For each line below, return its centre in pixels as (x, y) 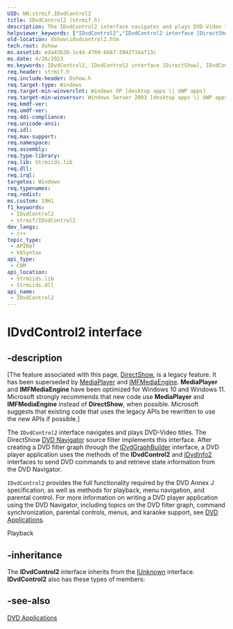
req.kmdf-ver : (28, 104)
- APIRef (23, 246)
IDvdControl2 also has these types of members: (76, 579)
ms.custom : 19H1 (31, 201)
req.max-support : (32, 136)
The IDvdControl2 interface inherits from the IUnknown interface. (101, 571)
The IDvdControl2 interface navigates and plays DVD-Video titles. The (107, 432)
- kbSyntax (26, 253)
